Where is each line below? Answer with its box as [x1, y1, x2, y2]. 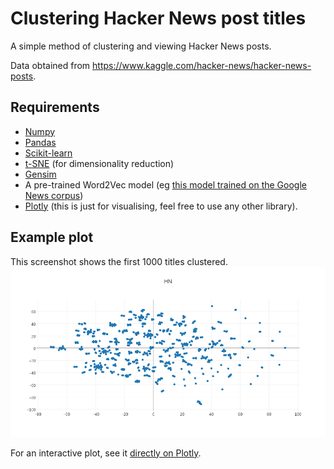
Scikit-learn [24, 147, 73, 159]
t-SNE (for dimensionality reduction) [24, 157, 175, 169]
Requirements [10, 99, 100, 116]
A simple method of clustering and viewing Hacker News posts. [10, 40, 272, 52]
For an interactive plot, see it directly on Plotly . [10, 447, 202, 459]
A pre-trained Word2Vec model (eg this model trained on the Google [24, 178, 307, 191]
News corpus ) [24, 189, 84, 201]
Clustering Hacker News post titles [10, 7, 307, 30]
